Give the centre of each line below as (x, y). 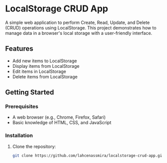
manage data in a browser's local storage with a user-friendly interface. (79, 33)
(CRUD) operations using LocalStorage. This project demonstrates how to (81, 27)
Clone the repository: (34, 146)
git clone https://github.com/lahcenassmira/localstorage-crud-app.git (88, 156)
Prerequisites (22, 107)
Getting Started (30, 92)
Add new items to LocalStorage (45, 61)
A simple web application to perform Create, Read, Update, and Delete (78, 22)
